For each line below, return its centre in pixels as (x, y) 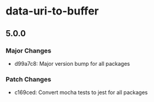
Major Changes (29, 51)
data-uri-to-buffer (52, 11)
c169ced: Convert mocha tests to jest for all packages (81, 92)
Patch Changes (29, 79)
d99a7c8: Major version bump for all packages (72, 63)
